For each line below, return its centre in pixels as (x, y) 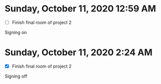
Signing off (16, 76)
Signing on (16, 32)
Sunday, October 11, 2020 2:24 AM (78, 52)
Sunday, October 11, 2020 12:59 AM (80, 9)
